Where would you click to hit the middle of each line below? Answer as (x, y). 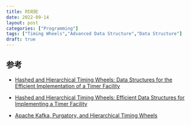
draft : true (21, 39)
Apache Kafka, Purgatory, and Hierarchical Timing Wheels (86, 115)
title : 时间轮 (22, 12)
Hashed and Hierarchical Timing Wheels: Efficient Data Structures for (100, 97)
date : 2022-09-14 (28, 17)
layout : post (22, 23)
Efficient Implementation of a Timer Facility (67, 86)
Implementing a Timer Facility (51, 104)
